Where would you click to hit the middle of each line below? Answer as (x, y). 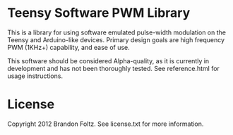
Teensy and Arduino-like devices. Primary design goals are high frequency (116, 39)
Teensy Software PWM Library (99, 13)
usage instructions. (35, 76)
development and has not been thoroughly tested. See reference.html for (114, 68)
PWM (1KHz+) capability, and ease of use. (69, 47)
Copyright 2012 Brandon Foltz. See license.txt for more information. (106, 124)
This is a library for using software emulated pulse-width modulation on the (116, 32)
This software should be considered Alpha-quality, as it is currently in (108, 60)
